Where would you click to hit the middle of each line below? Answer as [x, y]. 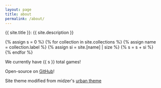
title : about [18, 14]
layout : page [18, 10]
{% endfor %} [19, 52]
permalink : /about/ [25, 19]
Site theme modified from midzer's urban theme [53, 81]
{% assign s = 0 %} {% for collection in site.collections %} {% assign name [80, 42]
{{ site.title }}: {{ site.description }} [40, 33]
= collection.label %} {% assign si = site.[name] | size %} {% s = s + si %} [79, 47]
